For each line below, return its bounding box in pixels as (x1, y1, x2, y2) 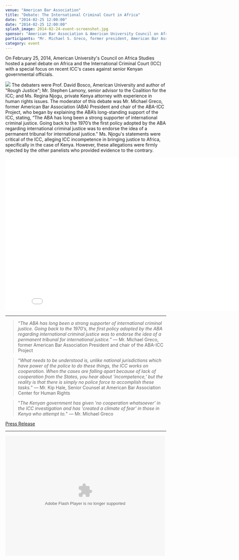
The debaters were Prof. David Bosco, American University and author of (11, 81, 165, 88)
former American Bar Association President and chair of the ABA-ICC (17, 342, 164, 348)
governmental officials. (5, 71, 54, 77)
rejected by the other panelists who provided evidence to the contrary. (5, 147, 154, 153)
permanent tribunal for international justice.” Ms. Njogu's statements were (5, 131, 161, 137)
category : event (5, 41, 40, 46)
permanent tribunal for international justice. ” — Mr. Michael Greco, (17, 336, 159, 342)
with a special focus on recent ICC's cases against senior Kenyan (5, 66, 143, 72)
